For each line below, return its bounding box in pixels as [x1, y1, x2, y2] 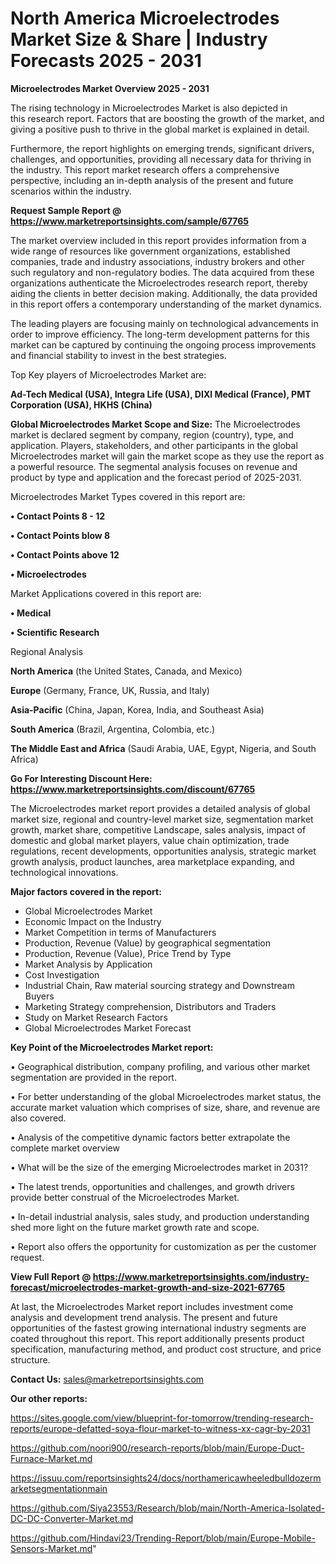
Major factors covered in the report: [10, 885, 162, 897]
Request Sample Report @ [10, 204, 122, 216]
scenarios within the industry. [10, 185, 132, 197]
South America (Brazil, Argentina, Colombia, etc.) [10, 723, 216, 735]
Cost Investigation [24, 968, 100, 981]
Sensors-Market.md [10, 1542, 93, 1554]
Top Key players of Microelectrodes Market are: [10, 368, 207, 381]
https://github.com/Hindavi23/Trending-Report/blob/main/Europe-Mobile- [10, 1532, 316, 1544]
